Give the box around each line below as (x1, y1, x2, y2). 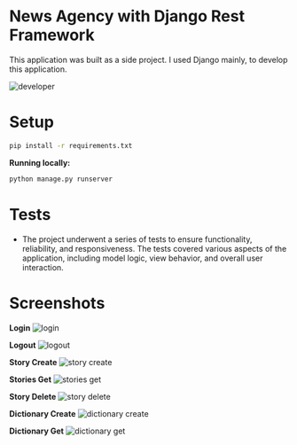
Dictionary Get (9, 425, 65, 436)
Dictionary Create (9, 408, 76, 418)
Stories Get (9, 374, 51, 385)
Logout (9, 340, 36, 350)
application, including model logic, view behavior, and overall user (21, 253, 263, 263)
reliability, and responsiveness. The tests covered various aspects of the (21, 243, 287, 254)
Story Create (9, 356, 58, 367)
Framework (9, 25, 95, 45)
